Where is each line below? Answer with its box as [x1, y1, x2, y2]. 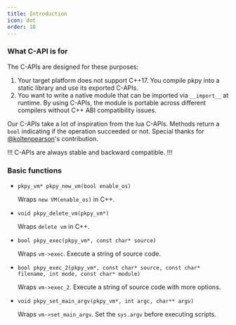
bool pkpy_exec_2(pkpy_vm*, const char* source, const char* [17, 264, 201, 271]
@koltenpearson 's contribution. [7, 134, 98, 142]
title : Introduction [7, 10, 68, 18]
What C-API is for [7, 46, 68, 56]
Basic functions [7, 166, 62, 175]
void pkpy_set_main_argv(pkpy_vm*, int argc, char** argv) [17, 298, 195, 305]
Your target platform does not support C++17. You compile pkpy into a [17, 76, 220, 84]
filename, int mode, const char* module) [17, 270, 140, 277]
